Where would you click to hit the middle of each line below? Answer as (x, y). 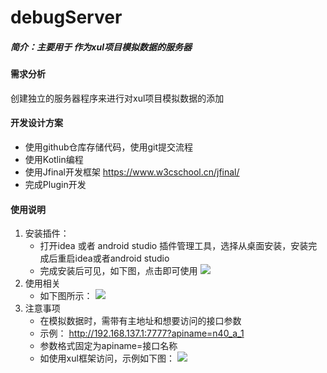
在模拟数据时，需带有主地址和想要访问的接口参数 (140, 321)
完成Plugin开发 (55, 184)
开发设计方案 (36, 123)
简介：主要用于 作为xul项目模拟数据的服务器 (101, 47)
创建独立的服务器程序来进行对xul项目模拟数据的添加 (117, 98)
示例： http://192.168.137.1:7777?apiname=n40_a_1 (142, 333)
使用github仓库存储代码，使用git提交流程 (109, 147)
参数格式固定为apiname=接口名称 (108, 346)
